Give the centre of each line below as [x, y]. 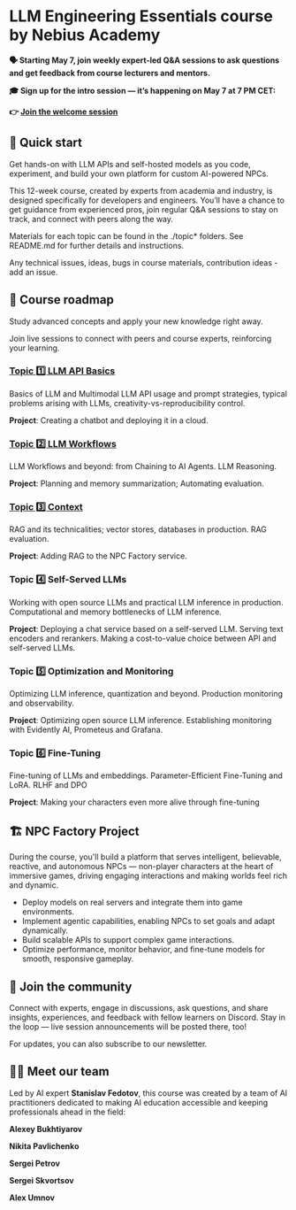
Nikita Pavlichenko [44, 1146]
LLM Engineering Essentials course [141, 16]
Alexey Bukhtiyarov [46, 1129]
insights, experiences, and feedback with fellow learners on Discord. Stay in [147, 1017]
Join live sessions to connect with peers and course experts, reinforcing [140, 338]
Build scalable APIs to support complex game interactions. [128, 940]
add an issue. [34, 272]
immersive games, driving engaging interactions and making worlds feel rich [148, 876]
